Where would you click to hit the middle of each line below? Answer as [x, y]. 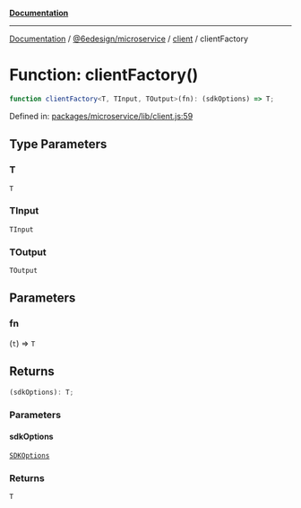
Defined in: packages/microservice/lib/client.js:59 [101, 116]
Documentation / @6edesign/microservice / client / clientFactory [129, 39]
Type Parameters [58, 144]
